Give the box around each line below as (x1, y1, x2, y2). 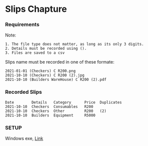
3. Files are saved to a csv (5, 50, 65, 55)
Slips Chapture (5, 3, 67, 15)
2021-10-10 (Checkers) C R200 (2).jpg (5, 73, 85, 78)
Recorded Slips (5, 89, 42, 96)
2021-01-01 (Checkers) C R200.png (5, 69, 76, 73)
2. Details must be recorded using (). (5, 46, 87, 51)
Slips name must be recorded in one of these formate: (5, 59, 115, 65)
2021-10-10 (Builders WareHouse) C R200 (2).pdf (5, 77, 107, 82)
